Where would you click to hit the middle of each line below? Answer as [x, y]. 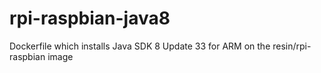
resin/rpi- [292, 46]
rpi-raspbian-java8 [90, 18]
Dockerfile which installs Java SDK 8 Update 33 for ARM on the [140, 46]
